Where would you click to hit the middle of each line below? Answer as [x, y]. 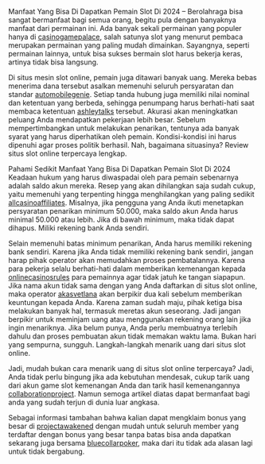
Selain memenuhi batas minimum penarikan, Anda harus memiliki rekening [130, 243]
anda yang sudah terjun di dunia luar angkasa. [84, 402]
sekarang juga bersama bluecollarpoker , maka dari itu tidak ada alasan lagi [131, 443]
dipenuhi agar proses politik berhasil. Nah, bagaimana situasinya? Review [129, 145]
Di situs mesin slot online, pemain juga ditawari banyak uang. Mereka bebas [132, 77]
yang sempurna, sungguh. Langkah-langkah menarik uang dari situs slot [127, 344]
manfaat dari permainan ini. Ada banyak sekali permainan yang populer [125, 28]
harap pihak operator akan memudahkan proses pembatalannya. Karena [127, 260]
